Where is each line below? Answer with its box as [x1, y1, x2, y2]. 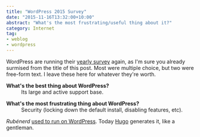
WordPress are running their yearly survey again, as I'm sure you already [6, 58, 186, 65]
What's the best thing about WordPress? [6, 82, 109, 89]
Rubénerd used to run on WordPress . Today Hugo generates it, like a [6, 117, 175, 125]
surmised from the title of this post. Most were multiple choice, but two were [6, 64, 194, 71]
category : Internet [6, 25, 55, 31]
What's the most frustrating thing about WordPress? [6, 100, 139, 107]
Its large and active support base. [21, 88, 104, 95]
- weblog [6, 36, 28, 42]
